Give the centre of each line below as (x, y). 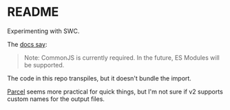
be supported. (44, 65)
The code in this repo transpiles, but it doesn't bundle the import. (99, 78)
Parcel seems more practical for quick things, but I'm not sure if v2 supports (115, 91)
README (33, 12)
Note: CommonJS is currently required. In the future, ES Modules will (122, 57)
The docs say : (27, 44)
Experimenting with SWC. (43, 31)
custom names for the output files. (56, 99)
